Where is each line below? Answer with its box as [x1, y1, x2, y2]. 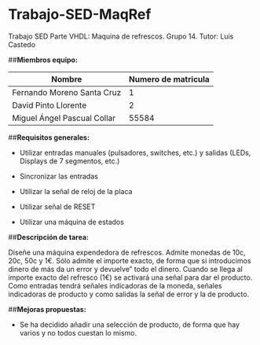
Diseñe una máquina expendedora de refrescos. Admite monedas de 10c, [8, 248, 246, 257]
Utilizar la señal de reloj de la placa [19, 186, 133, 196]
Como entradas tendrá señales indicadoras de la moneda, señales [8, 281, 222, 290]
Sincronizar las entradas [19, 171, 98, 181]
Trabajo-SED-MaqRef [8, 6, 152, 24]
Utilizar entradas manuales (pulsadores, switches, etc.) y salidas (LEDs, [19, 148, 251, 157]
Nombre [50, 73, 82, 84]
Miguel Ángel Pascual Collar [12, 112, 116, 123]
